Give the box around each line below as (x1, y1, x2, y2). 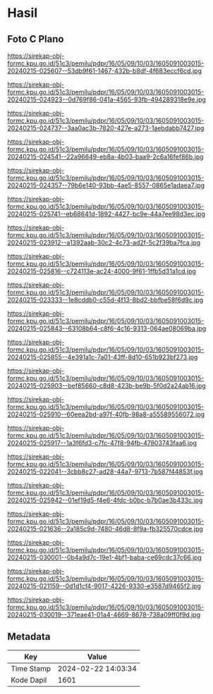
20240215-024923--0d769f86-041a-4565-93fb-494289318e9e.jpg (7, 95, 207, 104)
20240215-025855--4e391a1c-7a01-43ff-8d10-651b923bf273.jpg (7, 353, 198, 361)
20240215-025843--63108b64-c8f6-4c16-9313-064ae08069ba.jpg (7, 324, 207, 333)
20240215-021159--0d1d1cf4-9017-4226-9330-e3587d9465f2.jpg (7, 582, 201, 590)
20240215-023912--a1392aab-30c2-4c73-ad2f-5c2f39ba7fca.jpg (7, 238, 201, 247)
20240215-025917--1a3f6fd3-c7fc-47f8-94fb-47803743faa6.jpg (7, 439, 197, 447)
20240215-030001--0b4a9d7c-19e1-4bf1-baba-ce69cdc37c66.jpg (7, 553, 202, 562)
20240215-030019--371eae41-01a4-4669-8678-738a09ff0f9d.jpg (7, 611, 201, 619)
